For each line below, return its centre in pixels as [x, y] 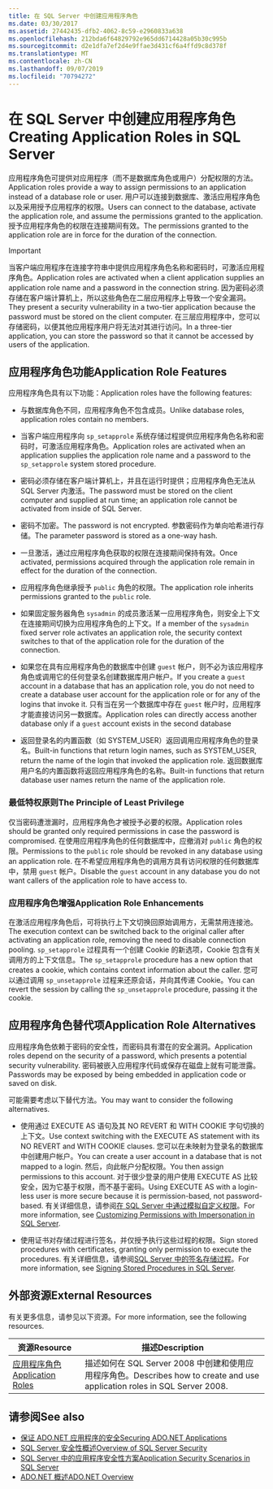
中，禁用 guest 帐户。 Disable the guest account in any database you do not [134, 871]
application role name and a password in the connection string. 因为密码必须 [136, 287]
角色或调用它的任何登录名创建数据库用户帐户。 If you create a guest [133, 677]
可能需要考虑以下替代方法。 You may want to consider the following [121, 1100]
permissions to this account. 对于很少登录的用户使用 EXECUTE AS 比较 [139, 1176]
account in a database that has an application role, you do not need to [137, 686]
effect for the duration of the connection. [89, 571]
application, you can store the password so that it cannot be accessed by [131, 336]
